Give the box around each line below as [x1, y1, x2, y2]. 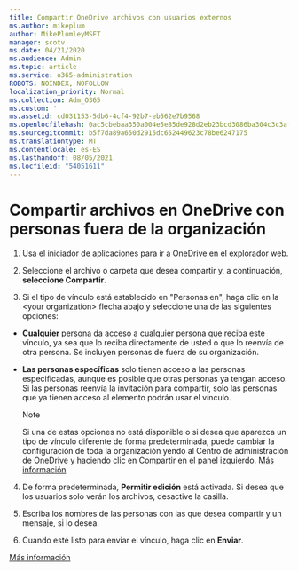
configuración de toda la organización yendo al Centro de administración [21, 446, 289, 456]
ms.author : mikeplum [9, 21, 86, 30]
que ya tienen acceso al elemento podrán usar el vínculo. [21, 393, 231, 403]
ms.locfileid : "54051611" [9, 162, 105, 171]
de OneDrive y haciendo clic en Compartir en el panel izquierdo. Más [21, 455, 275, 466]
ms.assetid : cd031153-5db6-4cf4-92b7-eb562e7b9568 [9, 112, 200, 121]
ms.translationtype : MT [9, 137, 98, 146]
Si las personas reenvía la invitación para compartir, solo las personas [21, 383, 278, 393]
